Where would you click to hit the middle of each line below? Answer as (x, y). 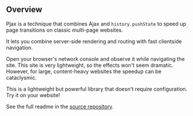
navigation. (20, 47)
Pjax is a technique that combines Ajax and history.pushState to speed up (96, 23)
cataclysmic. (21, 77)
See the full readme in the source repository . (60, 106)
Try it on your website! (33, 95)
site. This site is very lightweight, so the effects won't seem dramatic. (90, 65)
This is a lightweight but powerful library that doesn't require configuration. (97, 89)
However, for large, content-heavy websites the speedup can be (84, 71)
